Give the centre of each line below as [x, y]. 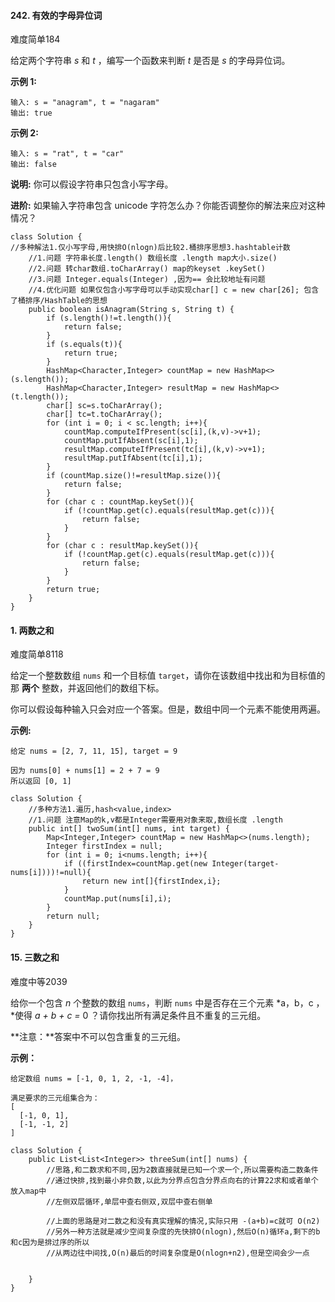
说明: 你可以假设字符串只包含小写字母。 [92, 184]
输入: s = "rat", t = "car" [67, 154]
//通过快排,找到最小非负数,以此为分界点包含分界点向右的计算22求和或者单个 [182, 1180]
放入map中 [28, 1191]
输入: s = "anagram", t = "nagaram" [85, 103]
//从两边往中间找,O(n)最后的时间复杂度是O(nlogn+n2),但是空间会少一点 [178, 1253]
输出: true [31, 113]
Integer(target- [245, 864]
